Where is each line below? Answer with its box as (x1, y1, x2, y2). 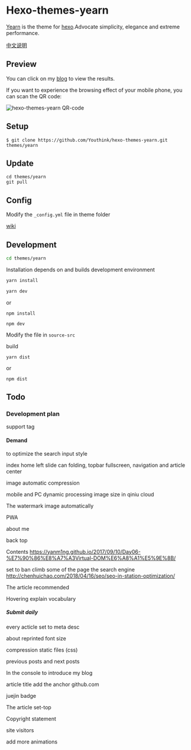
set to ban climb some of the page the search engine (6, 566, 135, 573)
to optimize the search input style (6, 450, 88, 457)
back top (6, 537, 28, 544)
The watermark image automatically (6, 502, 94, 509)
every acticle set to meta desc (6, 623, 80, 631)
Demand (6, 437, 28, 444)
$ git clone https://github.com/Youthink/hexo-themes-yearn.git (6, 137, 168, 143)
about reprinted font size (6, 635, 67, 642)
